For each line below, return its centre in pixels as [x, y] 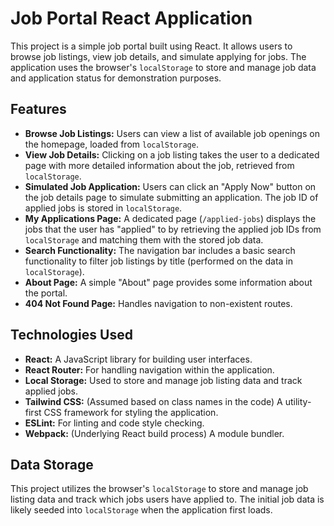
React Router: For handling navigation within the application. [149, 369]
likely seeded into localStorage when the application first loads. [141, 510]
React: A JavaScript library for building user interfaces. [138, 359]
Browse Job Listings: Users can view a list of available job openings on [172, 133]
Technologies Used [71, 335]
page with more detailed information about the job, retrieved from [159, 165]
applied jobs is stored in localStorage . [103, 208]
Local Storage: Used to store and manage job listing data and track [163, 380]
